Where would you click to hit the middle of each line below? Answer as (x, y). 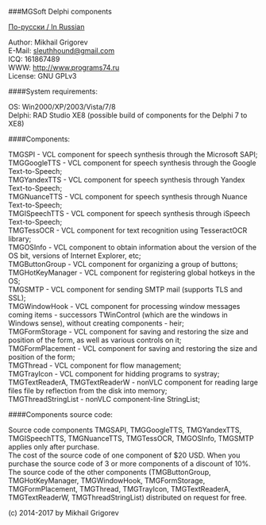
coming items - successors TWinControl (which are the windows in (118, 315)
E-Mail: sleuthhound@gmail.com (62, 50)
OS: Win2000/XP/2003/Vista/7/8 (62, 107)
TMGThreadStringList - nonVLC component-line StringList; (104, 399)
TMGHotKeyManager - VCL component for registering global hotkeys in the (132, 272)
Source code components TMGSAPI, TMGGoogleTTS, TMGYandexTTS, (125, 430)
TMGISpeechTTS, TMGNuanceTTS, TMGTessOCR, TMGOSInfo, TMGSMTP (131, 438)
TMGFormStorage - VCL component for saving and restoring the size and (128, 332)
